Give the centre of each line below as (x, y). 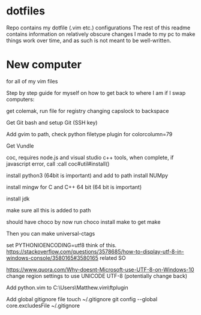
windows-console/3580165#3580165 (52, 258)
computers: (20, 99)
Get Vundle (20, 146)
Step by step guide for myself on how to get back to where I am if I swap (96, 93)
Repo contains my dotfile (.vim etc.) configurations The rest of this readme (98, 28)
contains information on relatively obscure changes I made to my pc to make (101, 34)
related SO (113, 258)
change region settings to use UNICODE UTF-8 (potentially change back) (97, 276)
